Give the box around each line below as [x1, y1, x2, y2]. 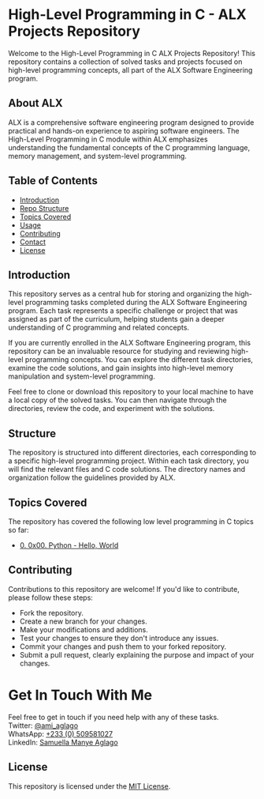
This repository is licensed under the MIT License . [8, 781, 171, 791]
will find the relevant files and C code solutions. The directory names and [8, 465, 246, 474]
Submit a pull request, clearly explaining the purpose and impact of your [19, 650, 255, 659]
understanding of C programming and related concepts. [8, 322, 190, 333]
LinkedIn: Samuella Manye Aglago [8, 737, 118, 747]
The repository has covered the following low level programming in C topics [8, 517, 254, 526]
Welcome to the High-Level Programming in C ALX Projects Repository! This [8, 48, 256, 58]
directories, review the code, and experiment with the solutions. [8, 404, 215, 413]
